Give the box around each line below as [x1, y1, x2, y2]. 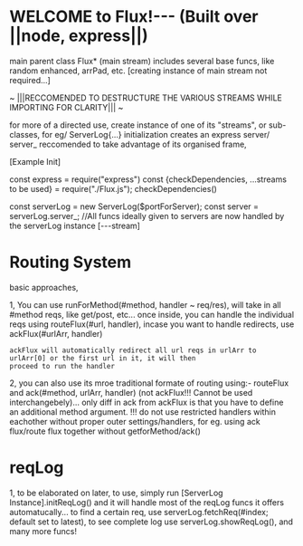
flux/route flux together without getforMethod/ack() [9, 426, 202, 436]
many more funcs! [9, 525, 77, 536]
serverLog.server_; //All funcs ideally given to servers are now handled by [9, 210, 285, 221]
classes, [9, 129, 41, 139]
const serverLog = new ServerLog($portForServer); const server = [9, 201, 260, 212]
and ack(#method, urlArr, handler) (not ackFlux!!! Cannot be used [9, 387, 253, 398]
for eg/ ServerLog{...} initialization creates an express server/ [42, 129, 270, 139]
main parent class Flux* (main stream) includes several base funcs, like [9, 55, 275, 66]
